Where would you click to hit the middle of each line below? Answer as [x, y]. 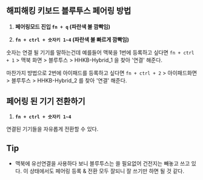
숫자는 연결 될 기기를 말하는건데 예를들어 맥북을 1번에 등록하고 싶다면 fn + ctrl [100, 52]
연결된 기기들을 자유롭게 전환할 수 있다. [52, 128]
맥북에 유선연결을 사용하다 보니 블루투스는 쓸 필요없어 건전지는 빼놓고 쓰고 [102, 164]
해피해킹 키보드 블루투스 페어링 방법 [69, 11]
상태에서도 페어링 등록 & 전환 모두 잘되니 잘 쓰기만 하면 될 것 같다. [107, 171]
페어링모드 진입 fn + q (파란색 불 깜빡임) [63, 27]
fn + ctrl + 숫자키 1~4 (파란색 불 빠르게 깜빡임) [72, 39]
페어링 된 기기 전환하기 [46, 102]
